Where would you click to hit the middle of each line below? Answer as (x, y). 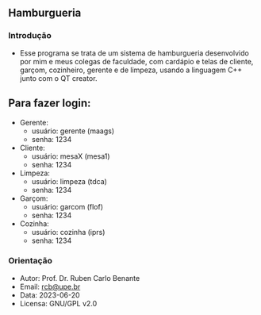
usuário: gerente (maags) (73, 131)
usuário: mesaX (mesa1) (71, 156)
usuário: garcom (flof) (67, 206)
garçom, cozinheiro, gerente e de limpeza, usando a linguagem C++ (131, 70)
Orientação (31, 261)
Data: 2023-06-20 (50, 295)
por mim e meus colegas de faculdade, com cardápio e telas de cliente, (136, 61)
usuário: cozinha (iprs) (68, 232)
